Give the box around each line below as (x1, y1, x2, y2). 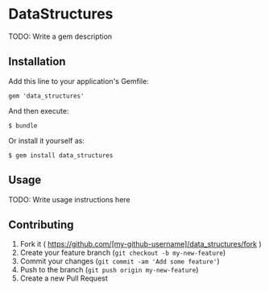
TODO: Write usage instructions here (8, 194, 130, 204)
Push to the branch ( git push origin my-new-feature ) (19, 265, 199, 275)
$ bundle (8, 122, 38, 130)
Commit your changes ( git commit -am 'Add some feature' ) (19, 256, 220, 266)
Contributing (8, 218, 74, 231)
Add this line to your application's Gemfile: (8, 76, 149, 85)
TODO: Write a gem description (8, 31, 113, 41)
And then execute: (8, 106, 69, 115)
